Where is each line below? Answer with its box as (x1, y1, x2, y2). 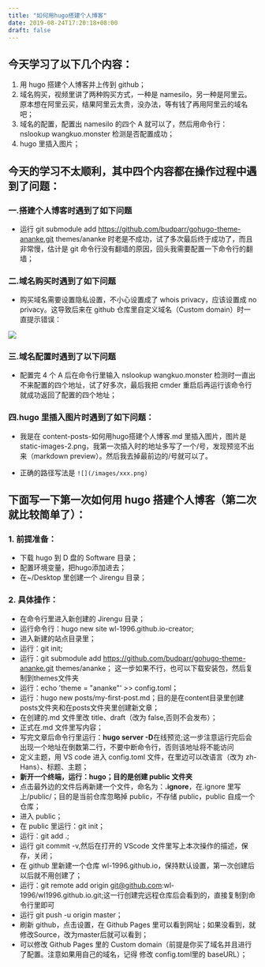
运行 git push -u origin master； (19, 909, 124, 920)
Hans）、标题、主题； (19, 762, 89, 771)
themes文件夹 (33, 673, 79, 683)
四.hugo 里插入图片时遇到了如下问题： (8, 412, 155, 423)
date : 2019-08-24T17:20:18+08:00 (8, 19, 118, 27)
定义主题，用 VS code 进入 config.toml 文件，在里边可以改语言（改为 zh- (19, 751, 257, 762)
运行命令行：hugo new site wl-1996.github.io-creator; (19, 624, 195, 633)
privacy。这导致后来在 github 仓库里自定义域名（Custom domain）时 (19, 305, 244, 314)
